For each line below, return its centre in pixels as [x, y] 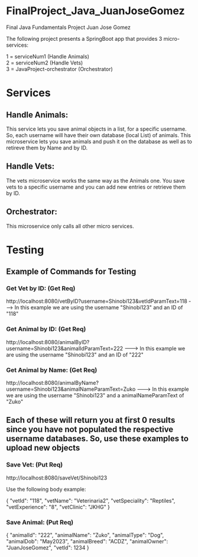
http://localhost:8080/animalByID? [48, 342]
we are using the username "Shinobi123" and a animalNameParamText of [95, 396]
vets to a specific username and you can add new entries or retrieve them [96, 187]
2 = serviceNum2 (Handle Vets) [45, 63]
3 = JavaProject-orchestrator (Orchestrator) [60, 69]
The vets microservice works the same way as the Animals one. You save [95, 180]
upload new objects [43, 448]
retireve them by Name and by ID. [47, 148]
